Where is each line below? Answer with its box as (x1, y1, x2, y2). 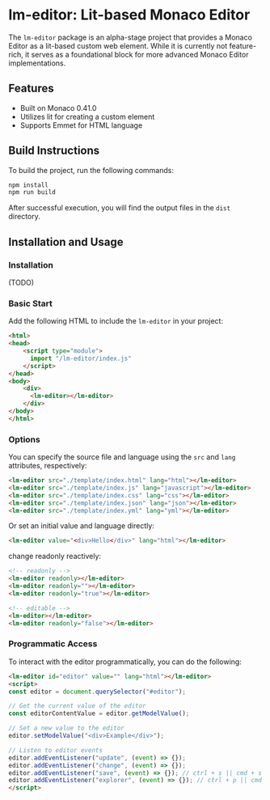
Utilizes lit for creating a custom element (19, 112, 155, 121)
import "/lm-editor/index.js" (29, 354, 132, 362)
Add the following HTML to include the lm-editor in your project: (8, 316, 224, 326)
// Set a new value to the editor (8, 724, 125, 733)
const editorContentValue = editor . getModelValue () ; (8, 709, 190, 717)
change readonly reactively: (8, 552, 102, 561)
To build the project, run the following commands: (8, 165, 174, 175)
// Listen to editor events (8, 746, 103, 754)
